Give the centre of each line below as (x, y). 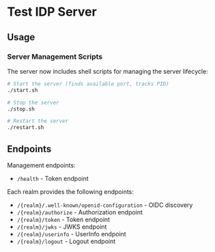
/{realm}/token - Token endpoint (63, 219)
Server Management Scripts (55, 57)
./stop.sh (21, 109)
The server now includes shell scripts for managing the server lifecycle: (107, 71)
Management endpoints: (42, 165)
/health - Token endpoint (53, 178)
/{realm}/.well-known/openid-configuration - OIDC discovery (105, 205)
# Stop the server (33, 102)
